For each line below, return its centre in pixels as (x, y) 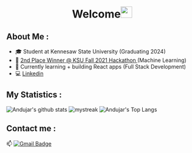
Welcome (96, 14)
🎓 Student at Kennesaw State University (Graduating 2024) (90, 51)
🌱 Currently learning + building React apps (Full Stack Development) (101, 66)
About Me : (28, 36)
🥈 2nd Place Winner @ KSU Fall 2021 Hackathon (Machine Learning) (101, 60)
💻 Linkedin (29, 73)
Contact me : (31, 128)
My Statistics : (34, 95)
